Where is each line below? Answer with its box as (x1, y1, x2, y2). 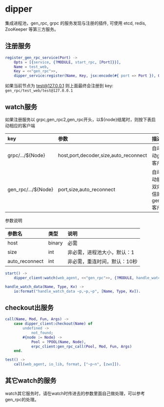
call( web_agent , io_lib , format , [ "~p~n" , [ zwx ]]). (14, 362, 121, 367)
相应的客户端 (9, 122, 35, 128)
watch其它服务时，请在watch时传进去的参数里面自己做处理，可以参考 (5, 390, 145, 396)
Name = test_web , (14, 64, 49, 69)
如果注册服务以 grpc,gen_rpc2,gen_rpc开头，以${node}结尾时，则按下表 (5, 116, 152, 122)
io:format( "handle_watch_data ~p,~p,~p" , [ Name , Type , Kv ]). (14, 289, 141, 294)
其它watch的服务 (5, 377, 57, 385)
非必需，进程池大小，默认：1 (67, 249, 135, 256)
